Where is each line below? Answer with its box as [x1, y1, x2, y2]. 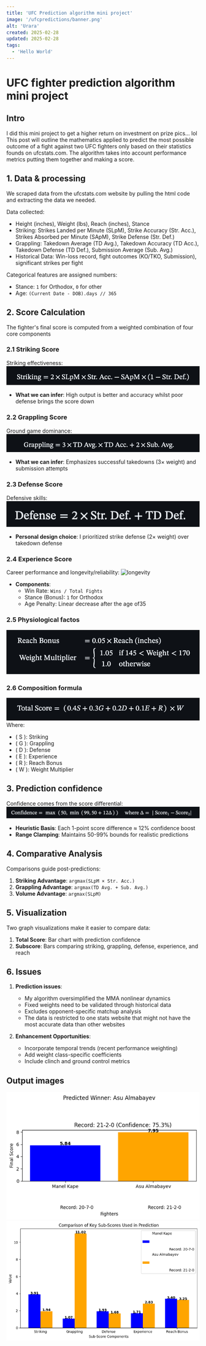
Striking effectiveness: [6, 359, 63, 366]
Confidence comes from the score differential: [6, 799, 123, 807]
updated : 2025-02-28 [6, 36, 59, 42]
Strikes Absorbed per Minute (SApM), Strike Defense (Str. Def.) [15, 233, 175, 240]
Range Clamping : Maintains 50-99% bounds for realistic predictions [15, 831, 189, 839]
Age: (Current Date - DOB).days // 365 [15, 289, 117, 297]
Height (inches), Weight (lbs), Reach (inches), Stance [15, 220, 150, 227]
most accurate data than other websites [24, 1021, 126, 1028]
